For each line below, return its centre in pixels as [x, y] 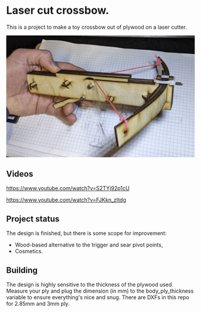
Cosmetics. [29, 251]
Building [22, 270]
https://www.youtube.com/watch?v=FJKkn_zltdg [66, 200]
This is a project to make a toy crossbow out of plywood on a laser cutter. [97, 27]
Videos [20, 174]
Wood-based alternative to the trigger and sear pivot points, [89, 245]
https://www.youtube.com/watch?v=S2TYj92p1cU [68, 188]
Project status [33, 219]
